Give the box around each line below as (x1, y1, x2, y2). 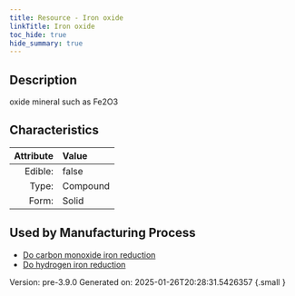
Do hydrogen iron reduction (22, 259, 126, 270)
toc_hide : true (9, 30, 67, 39)
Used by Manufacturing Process (9, 225, 197, 241)
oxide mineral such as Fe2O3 (9, 96, 119, 107)
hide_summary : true (9, 38, 84, 48)
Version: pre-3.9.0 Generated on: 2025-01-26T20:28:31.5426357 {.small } (9, 276, 286, 287)
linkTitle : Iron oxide (9, 22, 95, 31)
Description (9, 72, 77, 87)
